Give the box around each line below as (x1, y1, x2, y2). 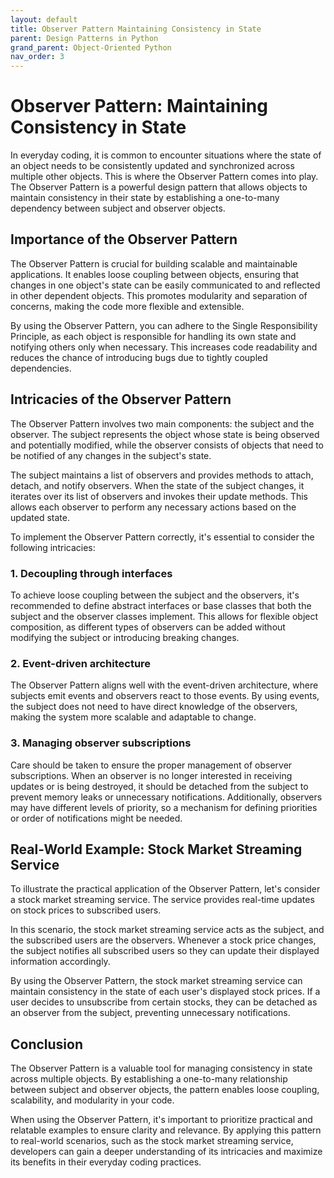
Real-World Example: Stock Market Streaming (10, 841, 303, 858)
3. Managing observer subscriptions (10, 736, 192, 750)
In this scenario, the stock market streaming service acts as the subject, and (10, 924, 325, 936)
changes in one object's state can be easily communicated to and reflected (10, 279, 321, 291)
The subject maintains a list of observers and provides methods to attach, (10, 469, 314, 481)
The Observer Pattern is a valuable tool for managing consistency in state (10, 1062, 313, 1075)
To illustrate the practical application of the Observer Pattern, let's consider (10, 883, 321, 895)
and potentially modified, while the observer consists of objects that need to (10, 439, 325, 451)
